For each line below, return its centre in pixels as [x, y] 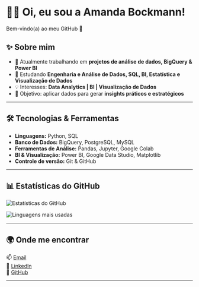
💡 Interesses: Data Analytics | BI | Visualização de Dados [86, 87]
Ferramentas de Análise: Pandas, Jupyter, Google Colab [84, 149]
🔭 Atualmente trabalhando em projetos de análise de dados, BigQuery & [103, 61]
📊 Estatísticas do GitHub [53, 186]
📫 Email [16, 257]
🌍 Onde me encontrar [48, 240]
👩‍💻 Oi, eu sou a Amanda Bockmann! [96, 12]
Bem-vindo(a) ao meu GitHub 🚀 [44, 29]
